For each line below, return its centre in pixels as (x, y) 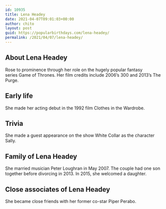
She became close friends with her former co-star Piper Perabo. (71, 201)
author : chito (20, 24)
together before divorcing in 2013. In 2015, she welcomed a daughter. (76, 174)
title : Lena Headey (25, 14)
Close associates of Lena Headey (58, 189)
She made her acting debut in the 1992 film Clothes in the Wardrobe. (75, 108)
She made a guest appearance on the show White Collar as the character (80, 135)
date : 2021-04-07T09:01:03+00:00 (40, 19)
